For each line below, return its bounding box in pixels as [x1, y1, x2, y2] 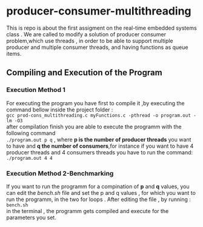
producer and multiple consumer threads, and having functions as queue [6, 44, 188, 51]
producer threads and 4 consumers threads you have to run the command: [6, 148, 193, 156]
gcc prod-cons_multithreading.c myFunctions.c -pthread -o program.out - [6, 112, 197, 119]
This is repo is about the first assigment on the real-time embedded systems [6, 24, 197, 31]
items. [6, 50, 22, 57]
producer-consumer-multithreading [6, 4, 192, 18]
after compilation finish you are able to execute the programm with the [6, 123, 182, 130]
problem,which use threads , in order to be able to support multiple [6, 37, 174, 44]
